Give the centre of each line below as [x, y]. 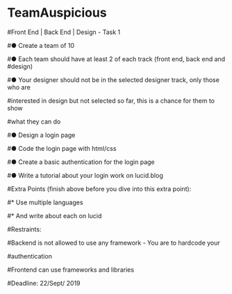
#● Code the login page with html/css [62, 148]
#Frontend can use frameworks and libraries [71, 270]
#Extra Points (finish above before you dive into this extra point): [99, 188]
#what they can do [34, 121]
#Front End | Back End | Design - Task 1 [64, 32]
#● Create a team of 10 [41, 45]
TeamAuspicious [57, 13]
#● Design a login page [41, 135]
